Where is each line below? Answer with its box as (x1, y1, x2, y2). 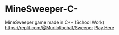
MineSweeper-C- (5, 3, 78, 15)
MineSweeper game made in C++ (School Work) (5, 19, 105, 25)
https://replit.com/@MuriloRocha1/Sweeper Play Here (5, 24, 114, 30)
